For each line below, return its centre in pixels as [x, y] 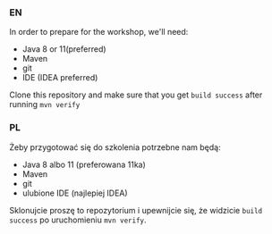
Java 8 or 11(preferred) [64, 49]
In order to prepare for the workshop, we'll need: [99, 32]
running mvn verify [45, 104]
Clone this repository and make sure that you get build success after [136, 95]
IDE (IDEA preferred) [60, 78]
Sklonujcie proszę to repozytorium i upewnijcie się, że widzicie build [136, 210]
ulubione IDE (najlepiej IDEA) [75, 193]
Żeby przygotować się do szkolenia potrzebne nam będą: [115, 147]
